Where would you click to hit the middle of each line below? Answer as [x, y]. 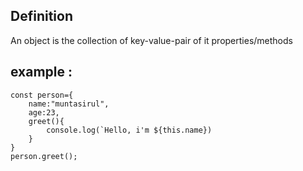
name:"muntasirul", [69, 104]
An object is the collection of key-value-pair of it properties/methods [151, 40]
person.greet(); [44, 156]
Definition [41, 16]
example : [41, 72]
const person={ [42, 95]
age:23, [44, 112]
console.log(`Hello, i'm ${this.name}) [129, 130]
